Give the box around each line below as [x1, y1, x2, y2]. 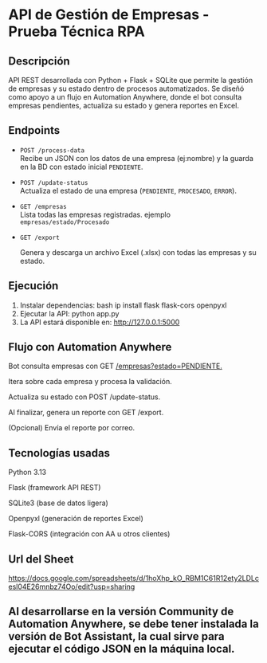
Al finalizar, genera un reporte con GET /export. [8, 408, 164, 418]
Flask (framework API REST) [8, 483, 101, 492]
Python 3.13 [8, 468, 46, 477]
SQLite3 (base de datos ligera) [8, 498, 109, 508]
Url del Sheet [8, 552, 74, 566]
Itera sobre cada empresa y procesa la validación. [8, 377, 173, 386]
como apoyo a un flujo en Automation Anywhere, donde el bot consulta [8, 92, 242, 101]
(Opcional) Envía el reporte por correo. [8, 423, 135, 433]
